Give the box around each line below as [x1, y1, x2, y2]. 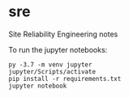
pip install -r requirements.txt [8, 75, 122, 83]
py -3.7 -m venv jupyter [8, 60, 92, 69]
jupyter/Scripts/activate [8, 67, 96, 75]
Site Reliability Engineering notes [8, 29, 118, 39]
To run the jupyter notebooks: [8, 45, 108, 54]
